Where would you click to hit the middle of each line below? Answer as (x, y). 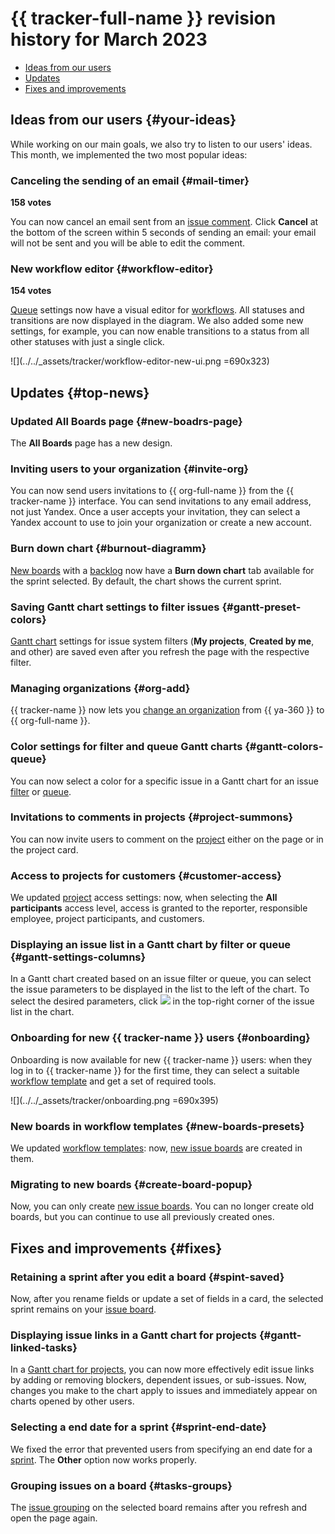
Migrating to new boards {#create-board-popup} (131, 1184)
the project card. (44, 849)
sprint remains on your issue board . (83, 1309)
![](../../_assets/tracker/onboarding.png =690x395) (114, 1100)
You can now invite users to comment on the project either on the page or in (167, 839)
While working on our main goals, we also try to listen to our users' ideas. (161, 144)
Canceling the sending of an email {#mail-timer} (130, 180)
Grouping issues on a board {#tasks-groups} (121, 1485)
